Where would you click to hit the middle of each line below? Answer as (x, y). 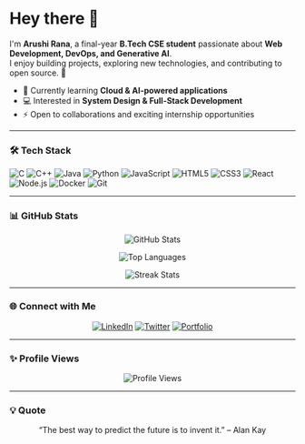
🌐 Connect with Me (53, 307)
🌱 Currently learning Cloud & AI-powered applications (125, 90)
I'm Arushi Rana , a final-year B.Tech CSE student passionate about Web (146, 44)
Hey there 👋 (54, 19)
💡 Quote (28, 410)
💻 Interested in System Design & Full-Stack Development (133, 100)
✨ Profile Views (44, 358)
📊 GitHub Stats (44, 216)
